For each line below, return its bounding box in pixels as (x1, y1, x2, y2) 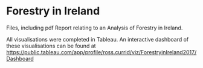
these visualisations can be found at (6, 42, 96, 49)
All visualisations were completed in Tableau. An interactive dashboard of (6, 36, 189, 43)
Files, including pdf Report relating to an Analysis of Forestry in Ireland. (6, 24, 183, 31)
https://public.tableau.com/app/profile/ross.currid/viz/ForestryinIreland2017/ (6, 48, 197, 55)
